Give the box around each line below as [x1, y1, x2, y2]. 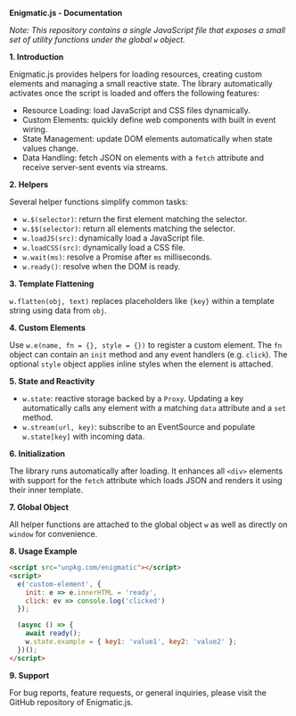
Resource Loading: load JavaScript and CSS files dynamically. [21, 105, 251, 115]
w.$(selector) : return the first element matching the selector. [21, 214, 248, 224]
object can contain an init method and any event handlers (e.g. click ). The [9, 350, 288, 359]
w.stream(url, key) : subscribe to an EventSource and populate [21, 422, 256, 432]
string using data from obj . [9, 305, 107, 316]
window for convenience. [9, 529, 98, 539]
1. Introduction [9, 52, 64, 62]
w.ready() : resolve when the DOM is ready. [21, 261, 181, 271]
